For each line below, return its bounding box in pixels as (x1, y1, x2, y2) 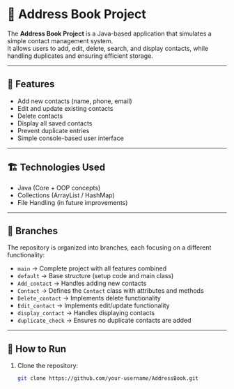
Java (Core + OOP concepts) (17, 183, 101, 192)
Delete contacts (17, 112, 63, 120)
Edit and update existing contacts (17, 104, 114, 112)
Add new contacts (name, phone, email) (17, 97, 132, 105)
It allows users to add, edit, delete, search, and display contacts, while (7, 44, 209, 52)
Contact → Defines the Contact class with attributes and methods (17, 287, 204, 295)
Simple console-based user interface (17, 134, 124, 142)
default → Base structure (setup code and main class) (17, 272, 174, 280)
